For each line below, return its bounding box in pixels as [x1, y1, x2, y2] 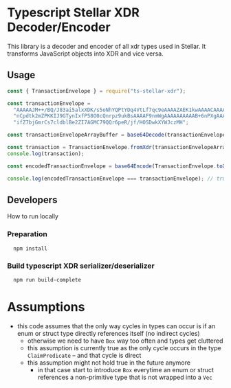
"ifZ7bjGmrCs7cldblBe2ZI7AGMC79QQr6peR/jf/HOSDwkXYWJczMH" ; [13, 119, 189, 126]
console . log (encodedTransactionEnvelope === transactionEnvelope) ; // [7, 175, 214, 182]
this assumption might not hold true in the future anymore [27, 358, 191, 367]
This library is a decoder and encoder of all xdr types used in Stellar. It [7, 42, 206, 50]
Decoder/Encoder [7, 19, 111, 35]
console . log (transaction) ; [7, 150, 85, 157]
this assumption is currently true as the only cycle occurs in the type [27, 343, 221, 352]
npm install [13, 245, 48, 252]
